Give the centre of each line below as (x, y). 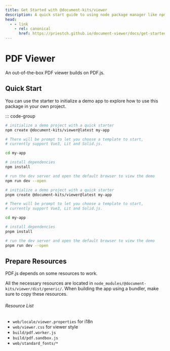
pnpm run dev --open (27, 245)
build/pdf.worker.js (34, 333)
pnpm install (19, 231)
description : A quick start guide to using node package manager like (81, 15)
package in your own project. (36, 106)
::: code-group (20, 116)
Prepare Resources (36, 261)
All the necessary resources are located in (49, 283)
